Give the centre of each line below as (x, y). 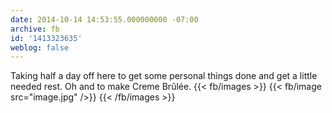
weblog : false (40, 47)
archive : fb (35, 29)
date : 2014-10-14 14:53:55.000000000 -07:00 (104, 19)
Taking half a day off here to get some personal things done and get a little (164, 76)
